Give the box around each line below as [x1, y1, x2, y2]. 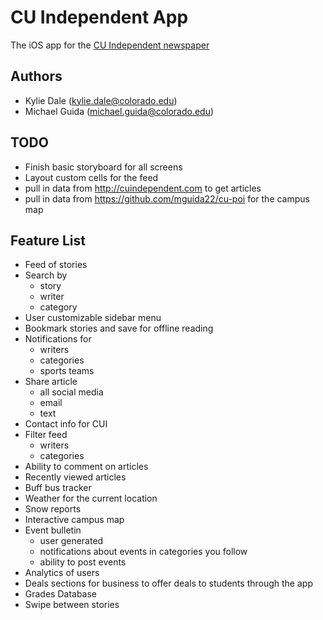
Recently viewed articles [24, 471, 127, 483]
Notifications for [24, 333, 92, 345]
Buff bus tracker [24, 482, 92, 494]
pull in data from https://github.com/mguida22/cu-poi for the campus [24, 192, 310, 205]
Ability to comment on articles [24, 461, 149, 473]
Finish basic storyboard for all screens [24, 161, 183, 173]
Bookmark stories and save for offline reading [24, 322, 214, 335]
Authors [10, 68, 63, 85]
